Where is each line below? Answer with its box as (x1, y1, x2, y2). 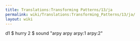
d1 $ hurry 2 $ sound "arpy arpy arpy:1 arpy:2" (5, 30, 103, 36)
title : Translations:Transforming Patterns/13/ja (5, 7, 113, 12)
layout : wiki (5, 16, 33, 21)
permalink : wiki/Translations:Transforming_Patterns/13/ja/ (5, 12, 136, 17)
